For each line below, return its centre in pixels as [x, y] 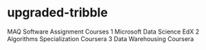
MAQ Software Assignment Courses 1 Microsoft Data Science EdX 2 [103, 32]
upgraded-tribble [58, 13]
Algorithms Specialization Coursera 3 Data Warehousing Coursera [101, 38]
